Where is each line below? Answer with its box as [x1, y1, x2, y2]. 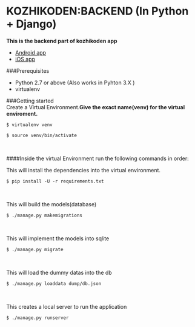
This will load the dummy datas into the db [6, 269, 112, 276]
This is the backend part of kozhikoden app [6, 37, 117, 44]
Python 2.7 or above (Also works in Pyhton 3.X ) [15, 79, 135, 86]
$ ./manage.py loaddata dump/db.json [6, 280, 102, 286]
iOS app [15, 55, 35, 62]
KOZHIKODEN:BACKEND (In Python [6, 4, 189, 18]
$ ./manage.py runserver [6, 314, 69, 321]
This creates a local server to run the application [6, 303, 127, 310]
